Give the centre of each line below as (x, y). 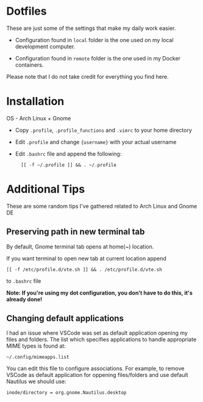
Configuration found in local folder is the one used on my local (94, 40)
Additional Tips (46, 189)
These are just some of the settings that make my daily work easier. (91, 28)
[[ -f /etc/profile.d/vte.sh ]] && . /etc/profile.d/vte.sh (84, 269)
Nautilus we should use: (37, 382)
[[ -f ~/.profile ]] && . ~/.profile (69, 165)
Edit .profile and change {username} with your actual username (96, 142)
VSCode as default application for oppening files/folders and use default (97, 375)
